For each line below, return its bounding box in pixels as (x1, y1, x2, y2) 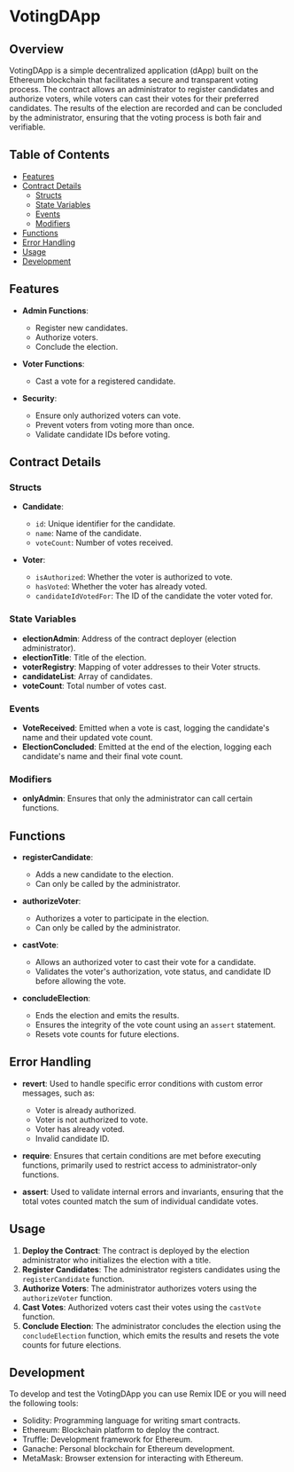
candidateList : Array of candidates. (21, 670, 153, 681)
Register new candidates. (35, 322, 128, 333)
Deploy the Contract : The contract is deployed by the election (21, 1245, 250, 1255)
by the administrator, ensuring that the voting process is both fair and (9, 113, 262, 123)
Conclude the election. (35, 341, 119, 352)
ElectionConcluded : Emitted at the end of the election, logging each (21, 741, 272, 752)
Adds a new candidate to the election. (35, 869, 174, 880)
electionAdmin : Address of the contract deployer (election (21, 633, 237, 644)
